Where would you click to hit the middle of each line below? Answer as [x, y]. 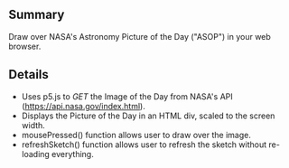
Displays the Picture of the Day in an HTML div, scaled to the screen [148, 116]
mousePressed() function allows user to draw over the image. [136, 135]
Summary [37, 15]
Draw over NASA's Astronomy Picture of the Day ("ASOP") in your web [140, 36]
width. [33, 125]
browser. [25, 46]
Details [28, 75]
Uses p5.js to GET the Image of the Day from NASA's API [127, 96]
